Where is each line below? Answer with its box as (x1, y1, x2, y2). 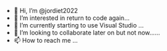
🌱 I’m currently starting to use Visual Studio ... (13, 21, 144, 29)
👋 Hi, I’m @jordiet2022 (13, 7, 78, 14)
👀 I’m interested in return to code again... (13, 14, 130, 22)
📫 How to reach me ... (13, 37, 78, 44)
